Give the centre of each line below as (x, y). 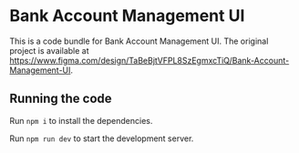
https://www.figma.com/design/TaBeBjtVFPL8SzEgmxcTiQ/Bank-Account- (149, 60)
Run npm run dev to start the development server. (102, 138)
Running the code (61, 99)
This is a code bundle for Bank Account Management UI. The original (139, 41)
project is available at (49, 50)
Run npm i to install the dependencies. (81, 120)
